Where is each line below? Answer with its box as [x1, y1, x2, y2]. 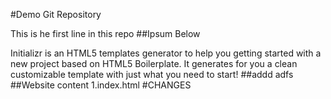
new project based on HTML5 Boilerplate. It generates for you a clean [10, 58, 298, 69]
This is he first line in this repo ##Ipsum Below [10, 28, 201, 39]
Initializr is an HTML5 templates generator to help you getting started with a [10, 47, 322, 59]
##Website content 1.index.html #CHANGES [10, 79, 192, 91]
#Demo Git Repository [10, 9, 102, 20]
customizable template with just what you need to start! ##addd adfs [10, 69, 294, 80]
